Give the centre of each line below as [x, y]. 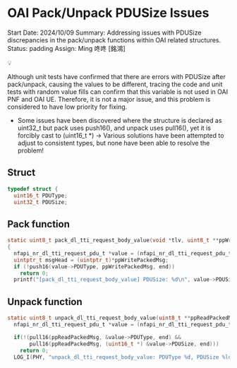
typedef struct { [33, 189]
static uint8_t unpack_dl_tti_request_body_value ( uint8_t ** [99, 318]
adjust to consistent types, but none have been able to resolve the [114, 143]
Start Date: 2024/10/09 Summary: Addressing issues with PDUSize [104, 32]
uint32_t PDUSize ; [41, 202]
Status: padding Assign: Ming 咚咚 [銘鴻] [66, 48]
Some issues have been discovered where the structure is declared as [120, 120]
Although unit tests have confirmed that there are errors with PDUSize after [116, 76]
